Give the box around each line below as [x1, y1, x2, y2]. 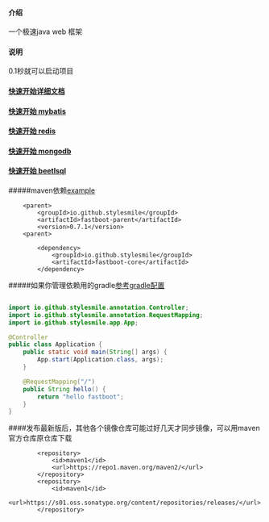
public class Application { [8, 340, 103, 349]
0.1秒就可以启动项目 [8, 66, 74, 76]
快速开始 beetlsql [8, 166, 67, 176]
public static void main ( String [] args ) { [23, 348, 168, 357]
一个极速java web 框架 [8, 27, 83, 36]
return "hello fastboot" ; [37, 392, 125, 401]
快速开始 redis [8, 126, 56, 136]
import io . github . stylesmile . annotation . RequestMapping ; [8, 311, 204, 319]
